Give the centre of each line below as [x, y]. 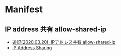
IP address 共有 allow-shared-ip [56, 29]
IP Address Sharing [32, 48]
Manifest [24, 9]
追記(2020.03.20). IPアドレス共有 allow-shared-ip [64, 42]
